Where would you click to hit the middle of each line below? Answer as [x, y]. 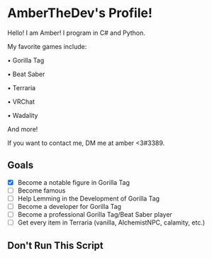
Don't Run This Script [56, 246]
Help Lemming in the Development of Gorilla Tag [89, 198]
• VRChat [21, 102]
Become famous [41, 190]
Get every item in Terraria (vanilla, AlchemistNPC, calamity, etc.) [111, 222]
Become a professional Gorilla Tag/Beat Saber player [95, 214]
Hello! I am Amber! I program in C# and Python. [76, 33]
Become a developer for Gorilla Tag [69, 206]
